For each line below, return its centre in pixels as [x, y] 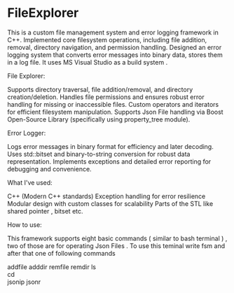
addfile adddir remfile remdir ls [52, 267]
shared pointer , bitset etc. [45, 211]
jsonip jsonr [24, 282]
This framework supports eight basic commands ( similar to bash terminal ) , [117, 238]
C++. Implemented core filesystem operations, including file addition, [107, 39]
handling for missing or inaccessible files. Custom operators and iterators [113, 104]
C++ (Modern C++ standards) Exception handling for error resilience [106, 196]
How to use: [25, 224]
